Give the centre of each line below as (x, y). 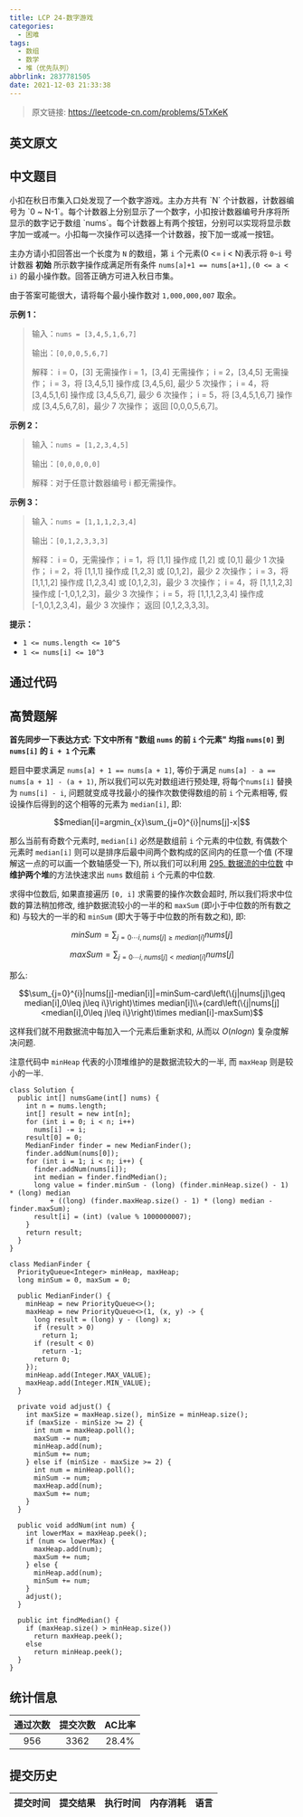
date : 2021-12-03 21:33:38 (60, 85)
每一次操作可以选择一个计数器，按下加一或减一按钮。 (179, 234)
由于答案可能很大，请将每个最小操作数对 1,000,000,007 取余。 (125, 295)
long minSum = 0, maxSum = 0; (74, 1280)
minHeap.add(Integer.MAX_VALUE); (89, 1375)
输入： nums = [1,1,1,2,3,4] (84, 521)
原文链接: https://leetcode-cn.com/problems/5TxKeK (130, 112)
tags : (19, 43)
